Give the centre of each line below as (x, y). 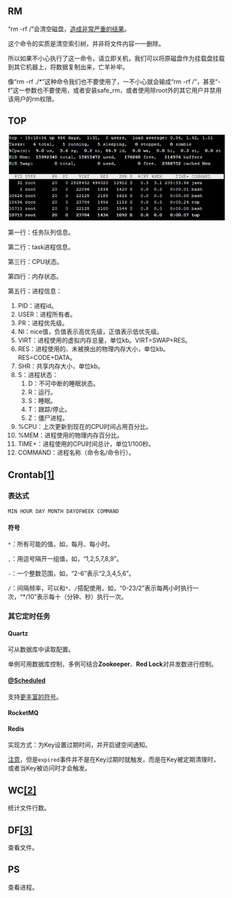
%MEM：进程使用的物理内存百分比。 (70, 435)
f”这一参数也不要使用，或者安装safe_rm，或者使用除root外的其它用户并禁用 (115, 90)
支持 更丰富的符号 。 (35, 696)
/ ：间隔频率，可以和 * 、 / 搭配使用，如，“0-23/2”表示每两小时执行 (101, 588)
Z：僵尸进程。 (48, 418)
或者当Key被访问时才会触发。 (50, 768)
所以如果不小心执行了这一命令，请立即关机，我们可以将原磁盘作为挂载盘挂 (113, 58)
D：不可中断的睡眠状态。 (63, 383)
